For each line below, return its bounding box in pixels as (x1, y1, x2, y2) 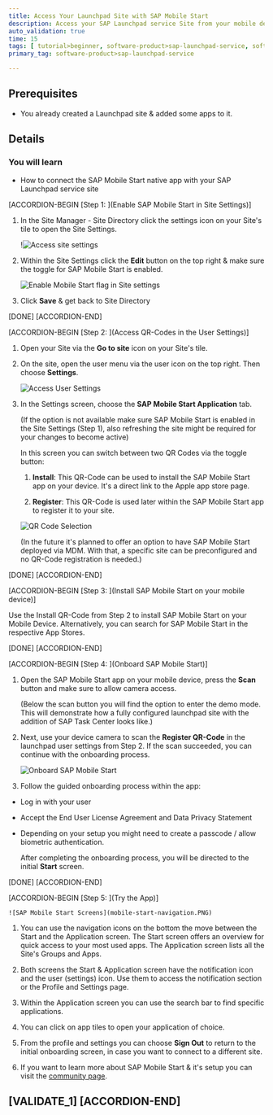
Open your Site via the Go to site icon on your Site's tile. (19, 343, 208, 352)
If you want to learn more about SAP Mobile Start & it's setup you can (19, 1062, 253, 1072)
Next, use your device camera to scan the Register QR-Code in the (19, 732, 246, 741)
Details (8, 132, 45, 146)
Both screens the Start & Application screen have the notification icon (19, 964, 253, 974)
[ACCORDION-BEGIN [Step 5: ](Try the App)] (8, 893, 159, 903)
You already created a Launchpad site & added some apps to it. (19, 108, 233, 118)
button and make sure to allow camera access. (19, 683, 177, 693)
